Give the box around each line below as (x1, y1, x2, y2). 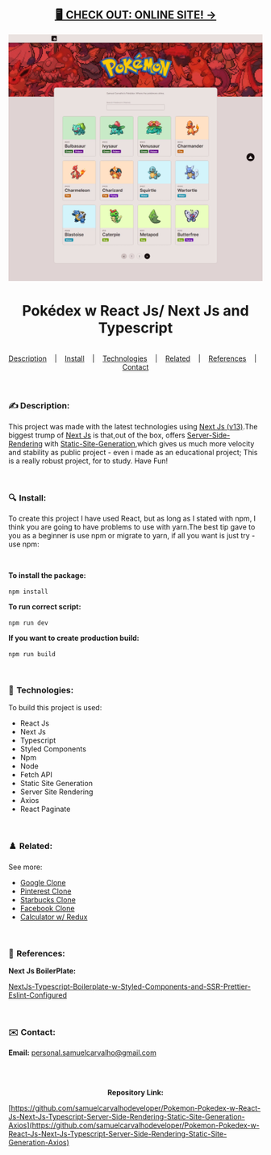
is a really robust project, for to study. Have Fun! (8, 456, 169, 466)
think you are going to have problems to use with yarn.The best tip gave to (8, 522, 256, 532)
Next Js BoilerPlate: (8, 965, 77, 976)
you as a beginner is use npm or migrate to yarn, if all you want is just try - (8, 531, 256, 541)
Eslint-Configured (8, 990, 67, 1000)
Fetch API (19, 770, 52, 780)
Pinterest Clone (19, 886, 72, 896)
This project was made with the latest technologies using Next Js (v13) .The (8, 421, 258, 431)
